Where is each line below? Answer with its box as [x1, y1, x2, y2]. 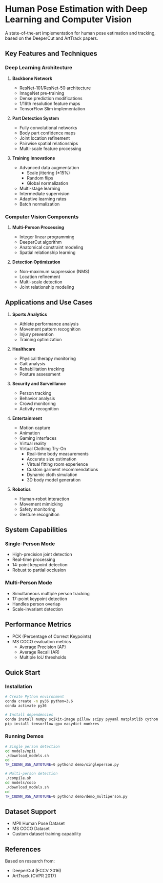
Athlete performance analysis [19, 321, 79, 327]
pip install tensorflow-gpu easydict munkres [5, 721, 99, 726]
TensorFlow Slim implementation [19, 105, 85, 111]
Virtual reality [19, 440, 46, 446]
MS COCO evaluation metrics [12, 638, 72, 644]
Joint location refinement [19, 135, 70, 141]
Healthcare [12, 346, 36, 352]
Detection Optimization [12, 259, 61, 265]
